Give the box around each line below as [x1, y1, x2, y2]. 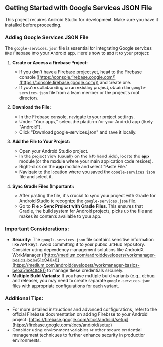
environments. [12, 337, 41, 343]
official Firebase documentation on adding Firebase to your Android [12, 311, 148, 317]
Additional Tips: [5, 295, 44, 302]
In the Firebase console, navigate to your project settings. [19, 114, 135, 120]
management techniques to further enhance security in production [12, 332, 146, 338]
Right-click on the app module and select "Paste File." [19, 164, 128, 170]
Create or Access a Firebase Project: [12, 60, 88, 66]
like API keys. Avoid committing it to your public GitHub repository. [12, 242, 145, 247]
